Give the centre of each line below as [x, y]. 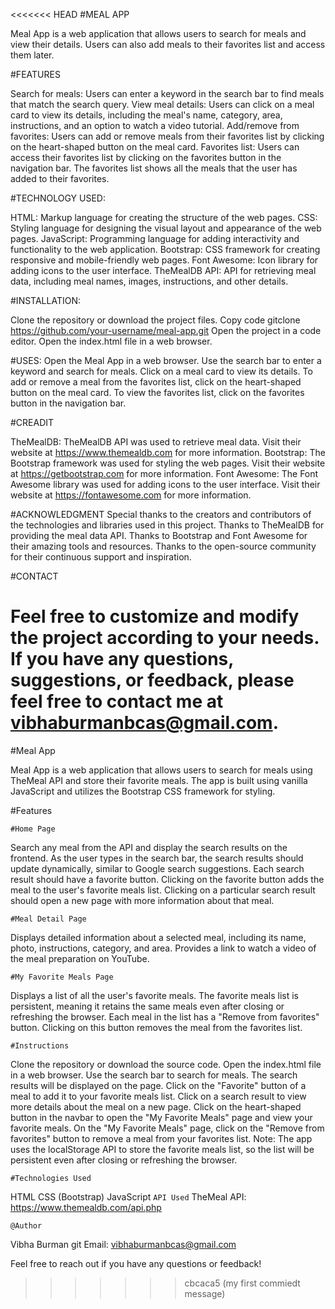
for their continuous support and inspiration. [101, 557]
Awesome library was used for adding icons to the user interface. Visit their [165, 484]
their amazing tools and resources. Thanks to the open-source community [163, 546]
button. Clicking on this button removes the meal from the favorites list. [156, 1027]
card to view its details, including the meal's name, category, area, [146, 115]
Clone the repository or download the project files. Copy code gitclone [155, 320]
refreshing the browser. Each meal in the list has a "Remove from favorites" [165, 1016]
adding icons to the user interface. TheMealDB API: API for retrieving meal [163, 270]
